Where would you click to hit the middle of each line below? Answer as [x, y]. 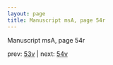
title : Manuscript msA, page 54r [56, 20]
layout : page [26, 14]
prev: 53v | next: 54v [38, 54]
